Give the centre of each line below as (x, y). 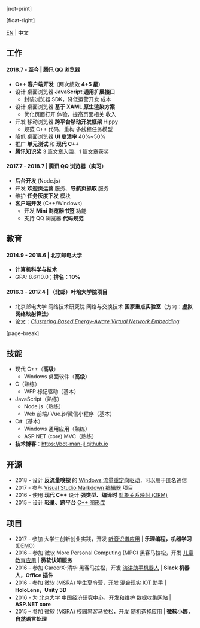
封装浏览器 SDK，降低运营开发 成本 (67, 99)
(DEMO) (25, 546)
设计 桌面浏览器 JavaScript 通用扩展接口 (65, 92)
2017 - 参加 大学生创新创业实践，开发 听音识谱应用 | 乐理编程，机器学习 (103, 539)
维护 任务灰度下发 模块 (43, 195)
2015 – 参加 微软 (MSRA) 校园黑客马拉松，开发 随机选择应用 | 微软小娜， (104, 612)
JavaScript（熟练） (39, 399)
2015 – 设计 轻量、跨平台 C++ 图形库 (60, 503)
